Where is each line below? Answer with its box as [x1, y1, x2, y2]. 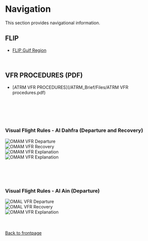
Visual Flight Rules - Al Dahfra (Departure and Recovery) [5, 127, 144, 134]
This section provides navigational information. [5, 20, 100, 26]
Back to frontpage [5, 230, 42, 236]
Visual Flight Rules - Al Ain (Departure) [5, 187, 100, 194]
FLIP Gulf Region [12, 47, 47, 53]
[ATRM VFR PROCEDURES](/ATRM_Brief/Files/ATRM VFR [12, 84, 129, 90]
